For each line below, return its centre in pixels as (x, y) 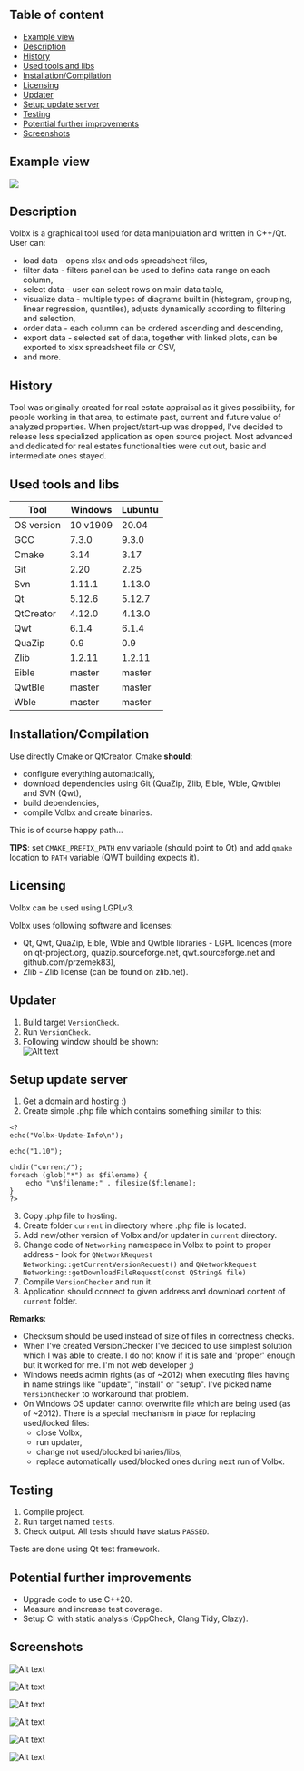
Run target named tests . (69, 1522)
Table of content (57, 15)
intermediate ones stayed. (58, 456)
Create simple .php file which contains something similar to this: (142, 1111)
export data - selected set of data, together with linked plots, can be (150, 338)
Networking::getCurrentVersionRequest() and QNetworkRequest (139, 1264)
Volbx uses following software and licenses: (92, 925)
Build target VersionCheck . (71, 1022)
